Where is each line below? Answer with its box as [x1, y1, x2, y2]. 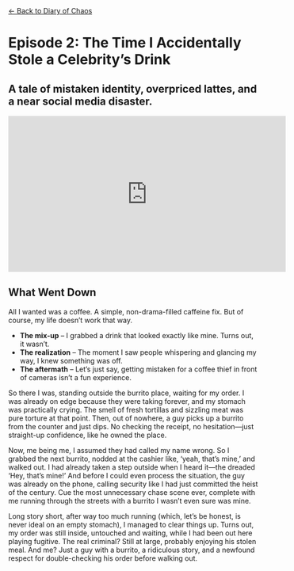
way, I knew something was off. [19, 356, 123, 365]
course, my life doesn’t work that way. [8, 315, 133, 325]
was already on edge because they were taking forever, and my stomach [8, 396, 246, 405]
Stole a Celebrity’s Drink [8, 51, 171, 69]
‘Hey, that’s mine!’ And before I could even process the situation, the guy [8, 470, 246, 480]
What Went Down [8, 286, 97, 299]
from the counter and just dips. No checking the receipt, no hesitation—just [8, 421, 254, 431]
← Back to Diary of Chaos [8, 6, 93, 15]
